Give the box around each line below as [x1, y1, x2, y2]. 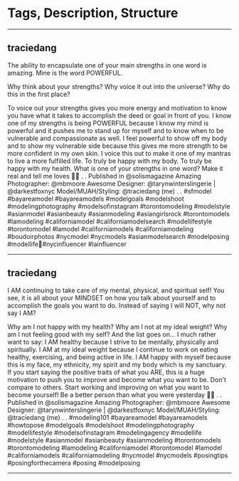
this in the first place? [7, 90, 71, 98]
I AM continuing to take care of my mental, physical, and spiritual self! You [7, 286, 225, 295]
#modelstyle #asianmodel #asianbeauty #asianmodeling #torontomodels [7, 435, 222, 444]
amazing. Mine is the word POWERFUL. [7, 68, 123, 77]
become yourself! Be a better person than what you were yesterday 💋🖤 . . [7, 390, 223, 399]
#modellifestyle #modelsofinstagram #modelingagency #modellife [7, 428, 202, 437]
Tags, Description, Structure [7, 5, 179, 21]
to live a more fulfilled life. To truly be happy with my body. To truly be [7, 157, 212, 165]
